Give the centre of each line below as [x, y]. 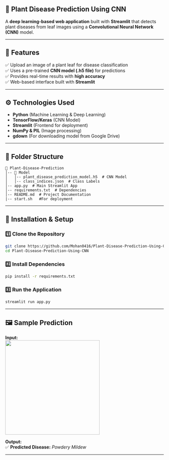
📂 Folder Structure [34, 157]
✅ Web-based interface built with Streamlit [50, 82]
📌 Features [22, 53]
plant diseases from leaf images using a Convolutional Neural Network [79, 27]
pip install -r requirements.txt [40, 276]
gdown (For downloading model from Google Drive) [66, 136]
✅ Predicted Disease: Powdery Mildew [46, 447]
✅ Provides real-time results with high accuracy [55, 76]
